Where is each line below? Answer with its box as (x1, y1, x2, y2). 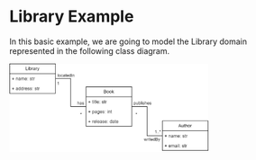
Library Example (9, 6, 134, 27)
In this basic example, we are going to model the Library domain (9, 36, 248, 47)
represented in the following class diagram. (9, 45, 170, 56)
